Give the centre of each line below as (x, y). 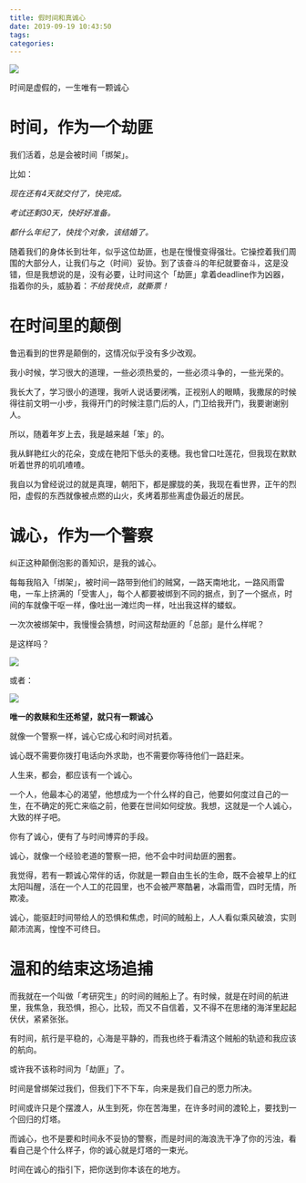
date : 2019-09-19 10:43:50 (61, 26)
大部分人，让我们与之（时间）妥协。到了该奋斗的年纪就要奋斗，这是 (153, 263)
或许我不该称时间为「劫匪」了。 (69, 1069)
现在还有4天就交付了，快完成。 (68, 193)
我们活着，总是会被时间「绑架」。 (71, 155)
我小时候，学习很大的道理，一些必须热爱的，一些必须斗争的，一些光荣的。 (149, 373)
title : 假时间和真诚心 (48, 18)
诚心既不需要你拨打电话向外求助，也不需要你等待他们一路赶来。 (129, 756)
